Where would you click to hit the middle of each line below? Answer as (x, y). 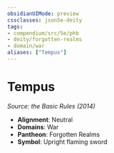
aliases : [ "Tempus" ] (37, 53)
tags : (15, 26)
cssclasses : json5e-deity (44, 20)
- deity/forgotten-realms (44, 40)
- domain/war (26, 46)
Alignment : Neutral (45, 120)
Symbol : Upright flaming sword (62, 142)
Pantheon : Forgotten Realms (58, 134)
